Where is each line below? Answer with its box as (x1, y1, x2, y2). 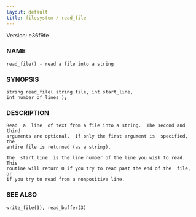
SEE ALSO (6, 191, 37, 199)
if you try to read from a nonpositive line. (6, 176, 125, 183)
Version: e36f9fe (6, 31, 49, 39)
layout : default (6, 9, 48, 15)
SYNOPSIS (6, 75, 39, 84)
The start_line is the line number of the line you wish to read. (6, 155, 186, 161)
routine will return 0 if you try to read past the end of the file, (6, 165, 191, 172)
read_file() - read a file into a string (6, 61, 114, 67)
